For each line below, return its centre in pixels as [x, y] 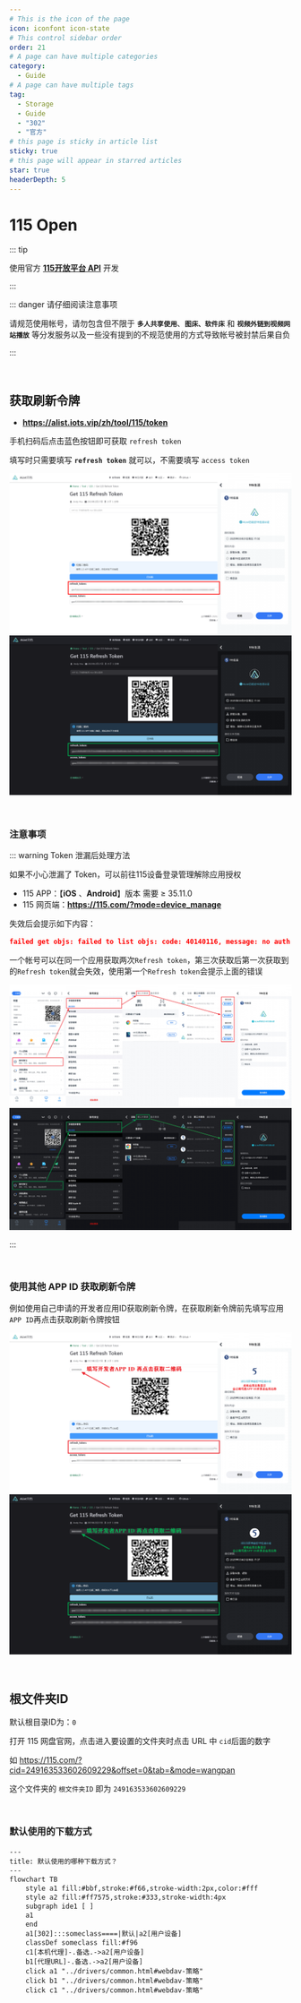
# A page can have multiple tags [72, 85]
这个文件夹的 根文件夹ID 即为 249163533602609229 [98, 1789]
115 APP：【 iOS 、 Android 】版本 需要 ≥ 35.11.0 [107, 894]
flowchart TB [34, 1879]
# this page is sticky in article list [84, 142]
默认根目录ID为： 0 [43, 1722]
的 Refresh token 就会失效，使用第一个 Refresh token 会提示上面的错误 [136, 971]
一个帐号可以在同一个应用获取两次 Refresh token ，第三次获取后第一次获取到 [149, 960]
